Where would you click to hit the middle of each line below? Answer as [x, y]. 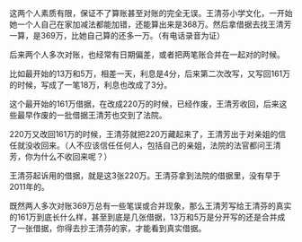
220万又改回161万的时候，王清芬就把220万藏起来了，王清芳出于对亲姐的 [144, 134]
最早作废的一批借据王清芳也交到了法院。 [92, 115]
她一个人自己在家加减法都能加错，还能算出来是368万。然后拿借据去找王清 [147, 24]
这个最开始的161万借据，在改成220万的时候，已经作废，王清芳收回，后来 [144, 104]
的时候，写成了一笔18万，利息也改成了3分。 [91, 85]
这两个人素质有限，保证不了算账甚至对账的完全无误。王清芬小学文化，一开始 [151, 13]
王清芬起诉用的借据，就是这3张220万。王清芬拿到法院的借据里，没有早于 [145, 176]
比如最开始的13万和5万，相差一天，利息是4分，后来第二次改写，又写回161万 [150, 73]
